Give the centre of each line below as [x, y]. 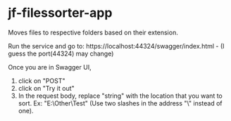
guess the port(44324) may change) [61, 53]
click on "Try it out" [46, 88]
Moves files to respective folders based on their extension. [93, 32]
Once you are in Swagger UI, [50, 67]
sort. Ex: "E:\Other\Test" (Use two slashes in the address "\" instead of [120, 103]
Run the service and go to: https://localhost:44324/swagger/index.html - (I [116, 46]
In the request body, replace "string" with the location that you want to [120, 96]
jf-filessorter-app [60, 13]
